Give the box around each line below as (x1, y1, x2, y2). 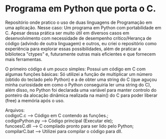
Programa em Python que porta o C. (5, 3, 157, 14)
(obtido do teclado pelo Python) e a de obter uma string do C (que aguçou (5, 76, 158, 82)
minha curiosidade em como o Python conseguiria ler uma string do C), (5, 81, 152, 87)
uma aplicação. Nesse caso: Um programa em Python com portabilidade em (5, 24, 162, 30)
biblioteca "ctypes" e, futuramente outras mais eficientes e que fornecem (5, 51, 156, 57)
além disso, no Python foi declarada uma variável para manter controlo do (5, 87, 157, 93)
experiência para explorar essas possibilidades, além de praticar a (5, 46, 141, 52)
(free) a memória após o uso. (5, 97, 65, 103)
